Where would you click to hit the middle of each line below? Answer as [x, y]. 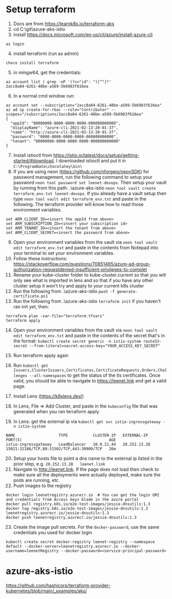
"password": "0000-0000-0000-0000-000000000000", [64, 137]
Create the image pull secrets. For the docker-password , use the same [86, 527]
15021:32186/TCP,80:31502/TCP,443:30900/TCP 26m [61, 449]
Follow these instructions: [40, 258]
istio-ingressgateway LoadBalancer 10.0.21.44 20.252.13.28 [78, 444]
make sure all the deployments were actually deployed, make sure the [87, 475]
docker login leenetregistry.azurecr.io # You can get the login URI [83, 495]
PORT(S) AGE [61, 440]
